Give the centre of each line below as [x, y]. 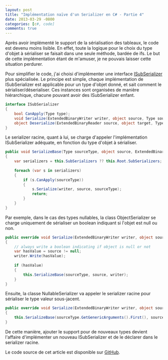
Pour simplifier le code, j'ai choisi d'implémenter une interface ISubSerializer [84, 74]
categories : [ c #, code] [30, 24]
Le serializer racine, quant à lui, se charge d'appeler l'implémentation [76, 137]
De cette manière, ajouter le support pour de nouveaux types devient [76, 331]
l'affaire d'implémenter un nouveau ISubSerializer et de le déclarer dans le [81, 337]
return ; [40, 194]
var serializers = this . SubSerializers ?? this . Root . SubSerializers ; [88, 161]
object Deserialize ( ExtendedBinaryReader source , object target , [84, 123]
